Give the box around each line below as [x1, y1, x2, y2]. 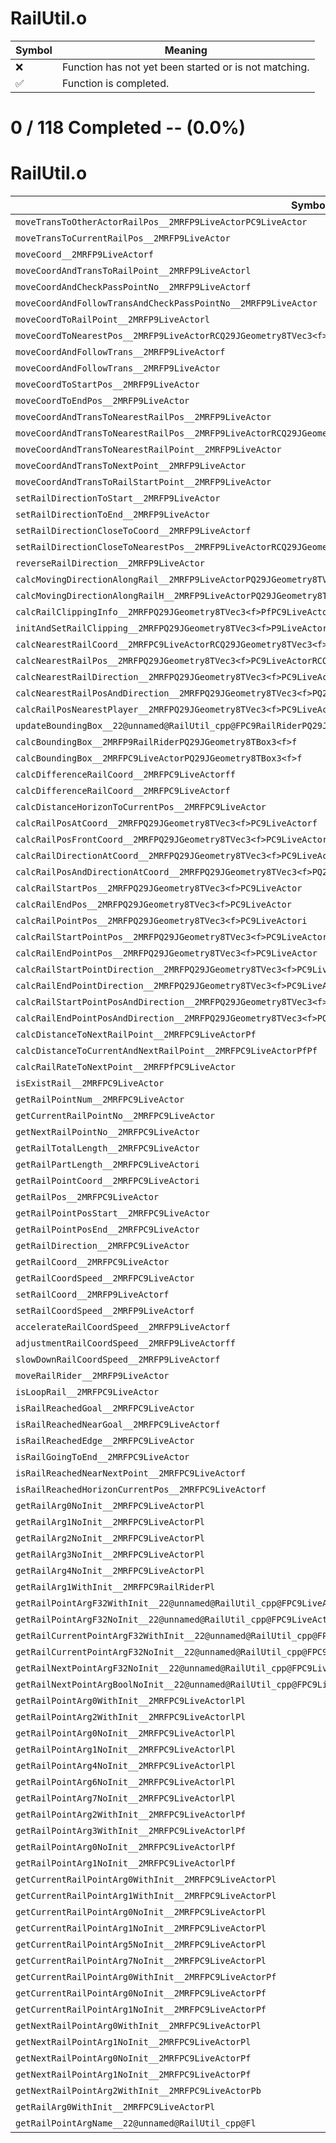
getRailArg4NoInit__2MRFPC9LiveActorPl [15, 1565, 205, 1577]
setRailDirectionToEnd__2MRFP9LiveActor [15, 509, 210, 521]
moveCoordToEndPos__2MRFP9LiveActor [15, 395, 190, 407]
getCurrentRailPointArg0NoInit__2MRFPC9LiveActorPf [15, 1988, 267, 1999]
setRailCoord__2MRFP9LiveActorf [15, 1289, 170, 1301]
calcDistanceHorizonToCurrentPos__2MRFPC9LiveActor [15, 802, 267, 813]
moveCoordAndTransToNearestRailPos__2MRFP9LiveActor [15, 412, 272, 423]
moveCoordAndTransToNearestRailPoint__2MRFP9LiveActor [15, 444, 282, 456]
